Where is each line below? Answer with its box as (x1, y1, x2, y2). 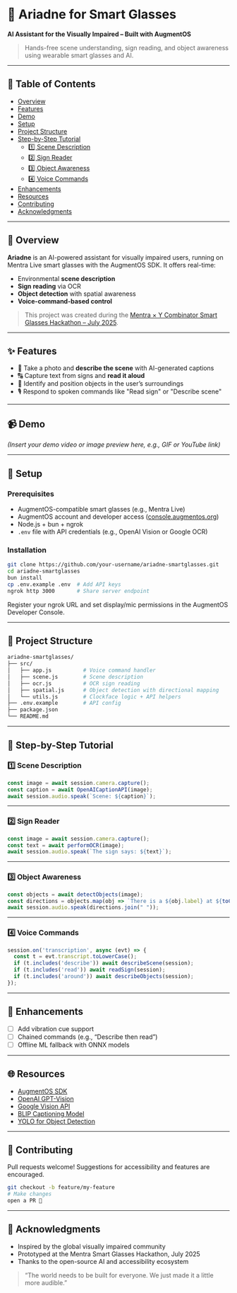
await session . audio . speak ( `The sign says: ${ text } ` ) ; (7, 849, 172, 856)
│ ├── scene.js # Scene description (7, 673, 143, 680)
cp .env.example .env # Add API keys (7, 580, 121, 588)
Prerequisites (7, 488, 54, 498)
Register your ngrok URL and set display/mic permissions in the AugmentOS (7, 600, 229, 609)
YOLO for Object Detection (17, 1117, 95, 1125)
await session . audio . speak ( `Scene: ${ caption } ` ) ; (7, 793, 157, 800)
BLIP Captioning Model (17, 1109, 85, 1117)
